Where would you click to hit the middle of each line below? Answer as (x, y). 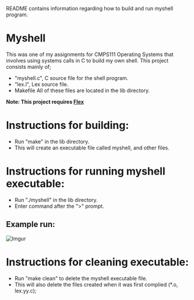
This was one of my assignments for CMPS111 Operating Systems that (90, 54)
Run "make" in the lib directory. (52, 141)
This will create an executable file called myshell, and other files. (92, 148)
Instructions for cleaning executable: (98, 262)
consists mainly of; (29, 67)
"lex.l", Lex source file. (41, 84)
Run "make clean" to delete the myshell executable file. (81, 278)
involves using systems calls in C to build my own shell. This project (87, 60)
